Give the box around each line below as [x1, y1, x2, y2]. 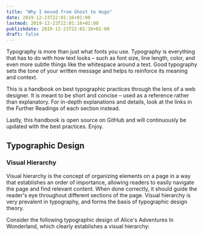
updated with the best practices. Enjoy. [6, 123, 104, 130]
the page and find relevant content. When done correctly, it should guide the [6, 185, 198, 192]
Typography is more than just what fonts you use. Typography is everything [6, 48, 195, 55]
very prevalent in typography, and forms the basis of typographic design [6, 198, 188, 205]
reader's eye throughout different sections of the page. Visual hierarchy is [6, 191, 191, 198]
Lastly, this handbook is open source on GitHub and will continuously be [6, 116, 187, 124]
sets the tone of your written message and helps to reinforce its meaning [6, 67, 188, 74]
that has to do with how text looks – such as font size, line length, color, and [6, 54, 195, 62]
